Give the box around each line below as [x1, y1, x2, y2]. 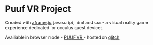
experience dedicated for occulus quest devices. [5, 24, 104, 30]
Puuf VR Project [5, 3, 71, 15]
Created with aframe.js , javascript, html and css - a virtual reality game [5, 20, 148, 25]
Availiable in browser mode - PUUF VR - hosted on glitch [5, 34, 120, 40]
